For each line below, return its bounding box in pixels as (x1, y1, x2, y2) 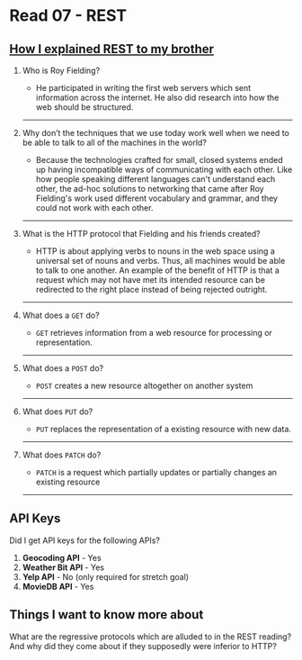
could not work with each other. (35, 203, 154, 212)
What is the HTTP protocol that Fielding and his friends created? (22, 229, 261, 239)
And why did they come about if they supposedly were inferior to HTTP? (9, 640, 277, 651)
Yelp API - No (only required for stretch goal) (22, 571, 190, 582)
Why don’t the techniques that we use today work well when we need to (22, 128, 289, 138)
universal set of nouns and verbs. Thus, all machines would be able (35, 256, 286, 266)
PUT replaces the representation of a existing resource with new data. (35, 424, 292, 434)
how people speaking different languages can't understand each (35, 174, 276, 185)
